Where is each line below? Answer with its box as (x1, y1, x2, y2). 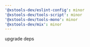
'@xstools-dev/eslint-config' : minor (5, 7, 85, 13)
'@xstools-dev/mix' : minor (5, 21, 62, 27)
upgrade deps (5, 36, 34, 42)
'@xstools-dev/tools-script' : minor (5, 12, 82, 17)
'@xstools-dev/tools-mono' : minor (5, 17, 78, 22)
